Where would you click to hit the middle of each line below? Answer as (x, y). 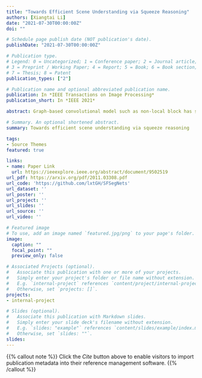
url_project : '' (26, 200)
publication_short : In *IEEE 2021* (51, 101)
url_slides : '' (25, 206)
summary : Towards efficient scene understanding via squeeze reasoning (98, 128)
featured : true (25, 150)
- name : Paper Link (31, 166)
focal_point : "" (32, 250)
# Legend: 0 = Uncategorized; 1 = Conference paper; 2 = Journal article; (102, 61)
